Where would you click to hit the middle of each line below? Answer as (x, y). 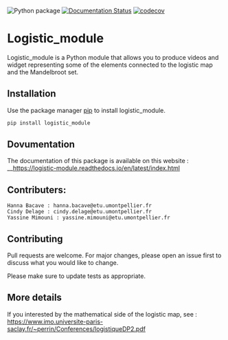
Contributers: (37, 190)
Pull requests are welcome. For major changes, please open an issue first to (114, 255)
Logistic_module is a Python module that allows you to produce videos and (113, 57)
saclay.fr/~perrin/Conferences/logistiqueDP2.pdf (77, 329)
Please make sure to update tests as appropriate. (77, 276)
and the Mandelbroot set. (43, 72)
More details (34, 298)
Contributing (35, 238)
